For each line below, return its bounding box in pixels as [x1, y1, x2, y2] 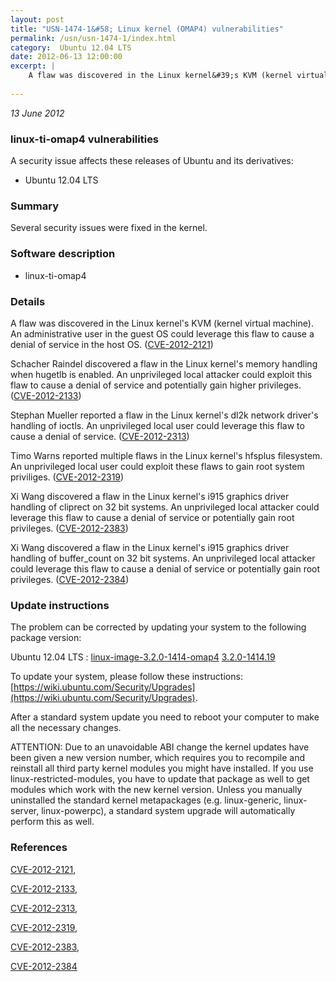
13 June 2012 [10, 107, 65, 119]
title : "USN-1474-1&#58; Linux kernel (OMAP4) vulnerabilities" [10, 24, 284, 34]
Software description [10, 247, 116, 261]
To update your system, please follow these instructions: [10, 671, 243, 683]
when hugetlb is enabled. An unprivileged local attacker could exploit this [10, 368, 313, 380]
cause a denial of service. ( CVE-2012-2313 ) [10, 430, 190, 442]
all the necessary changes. [10, 722, 122, 734]
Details [10, 294, 46, 308]
